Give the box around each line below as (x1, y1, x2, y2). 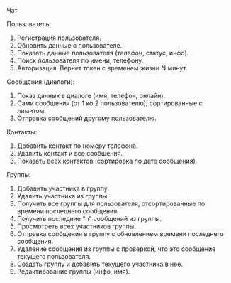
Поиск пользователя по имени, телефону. (16, 56, 144, 65)
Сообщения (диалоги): (6, 78, 75, 86)
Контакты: (6, 128, 38, 136)
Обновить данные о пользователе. (16, 41, 123, 49)
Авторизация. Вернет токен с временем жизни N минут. (16, 64, 188, 72)
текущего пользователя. (16, 252, 91, 260)
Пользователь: (6, 20, 52, 28)
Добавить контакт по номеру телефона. (16, 141, 138, 150)
